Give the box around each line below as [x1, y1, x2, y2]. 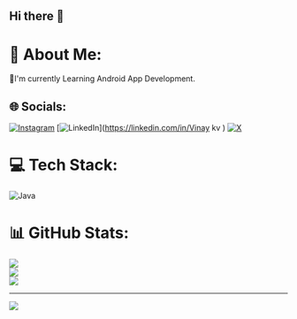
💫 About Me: [9, 44, 103, 65]
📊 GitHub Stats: [9, 223, 130, 243]
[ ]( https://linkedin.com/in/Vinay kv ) [56, 123, 226, 133]
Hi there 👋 [9, 9, 65, 24]
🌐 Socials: [9, 99, 67, 114]
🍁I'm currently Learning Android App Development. [9, 73, 196, 84]
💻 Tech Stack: [9, 156, 118, 175]
